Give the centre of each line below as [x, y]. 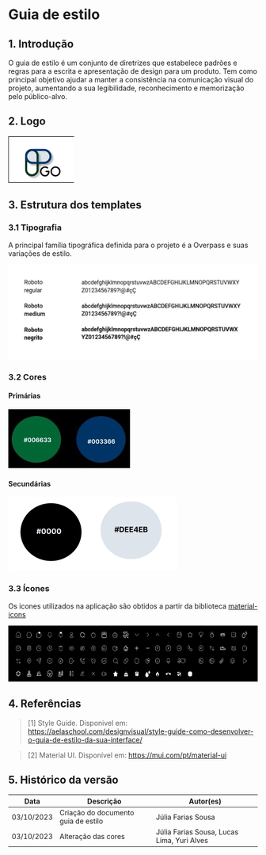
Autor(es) [205, 801]
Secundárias [30, 483]
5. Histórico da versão [63, 779]
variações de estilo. [40, 253]
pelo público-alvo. [38, 96]
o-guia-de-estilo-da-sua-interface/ [85, 739]
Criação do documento [97, 813]
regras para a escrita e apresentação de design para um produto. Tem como [133, 71]
